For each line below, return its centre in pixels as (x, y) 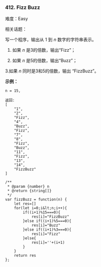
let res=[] (25, 204)
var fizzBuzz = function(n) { (36, 200)
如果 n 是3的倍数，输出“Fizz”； (44, 50)
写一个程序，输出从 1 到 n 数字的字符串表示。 (51, 40)
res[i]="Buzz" (46, 226)
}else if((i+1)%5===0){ (47, 221)
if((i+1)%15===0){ (42, 213)
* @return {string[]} (29, 191)
